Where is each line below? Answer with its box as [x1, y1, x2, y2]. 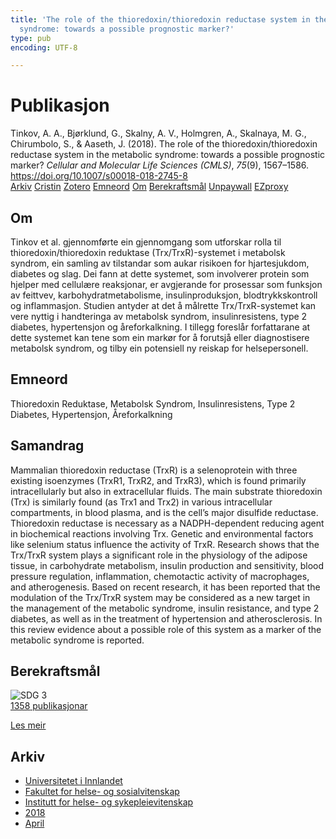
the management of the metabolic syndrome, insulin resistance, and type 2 [10, 602, 320, 614]
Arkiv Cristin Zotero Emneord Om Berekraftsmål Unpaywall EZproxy [10, 181, 289, 193]
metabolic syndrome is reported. [10, 634, 145, 646]
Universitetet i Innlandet [24, 775, 123, 787]
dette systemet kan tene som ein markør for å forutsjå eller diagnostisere [10, 332, 310, 343]
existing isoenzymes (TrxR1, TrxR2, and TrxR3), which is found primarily [10, 474, 307, 486]
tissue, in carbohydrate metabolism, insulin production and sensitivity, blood [10, 559, 325, 571]
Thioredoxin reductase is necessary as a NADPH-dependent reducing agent [10, 517, 325, 529]
